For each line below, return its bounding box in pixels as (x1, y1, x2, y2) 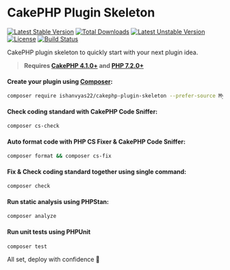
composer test (7, 243, 48, 250)
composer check (7, 183, 51, 190)
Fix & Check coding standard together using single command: (7, 167, 187, 176)
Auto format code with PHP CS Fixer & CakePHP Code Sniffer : (7, 137, 186, 146)
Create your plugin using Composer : (7, 77, 113, 85)
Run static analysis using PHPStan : (7, 197, 110, 205)
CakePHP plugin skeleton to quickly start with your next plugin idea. (7, 48, 199, 56)
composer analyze (7, 213, 57, 220)
